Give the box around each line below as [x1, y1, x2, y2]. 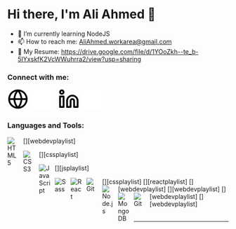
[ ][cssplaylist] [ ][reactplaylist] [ [102, 177, 192, 186]
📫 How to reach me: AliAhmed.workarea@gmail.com [17, 37, 172, 46]
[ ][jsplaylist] [55, 164, 89, 172]
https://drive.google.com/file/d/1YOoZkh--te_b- [60, 47, 199, 55]
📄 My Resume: [17, 47, 60, 55]
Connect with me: [7, 72, 70, 82]
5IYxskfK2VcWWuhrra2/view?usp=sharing [17, 55, 142, 63]
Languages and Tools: [7, 120, 84, 130]
